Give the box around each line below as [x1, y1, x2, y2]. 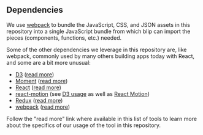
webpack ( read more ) [15, 103, 71, 111]
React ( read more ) [15, 84, 61, 91]
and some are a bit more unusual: [6, 59, 91, 66]
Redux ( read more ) [15, 97, 63, 104]
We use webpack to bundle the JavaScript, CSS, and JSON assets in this [6, 21, 191, 28]
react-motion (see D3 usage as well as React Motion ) [15, 90, 150, 97]
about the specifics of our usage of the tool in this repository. [6, 122, 161, 129]
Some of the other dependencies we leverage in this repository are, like [6, 46, 187, 53]
